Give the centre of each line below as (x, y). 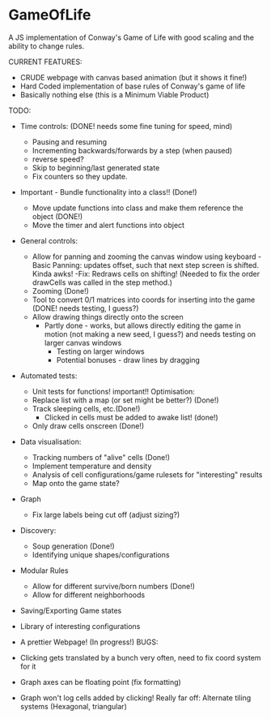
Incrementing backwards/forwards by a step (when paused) (132, 150)
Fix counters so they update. (80, 176)
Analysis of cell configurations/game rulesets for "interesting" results (147, 474)
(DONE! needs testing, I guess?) (85, 308)
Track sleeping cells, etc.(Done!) (86, 408)
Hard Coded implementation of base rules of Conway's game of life (132, 86)
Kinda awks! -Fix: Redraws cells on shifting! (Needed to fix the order (146, 273)
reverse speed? (58, 159)
